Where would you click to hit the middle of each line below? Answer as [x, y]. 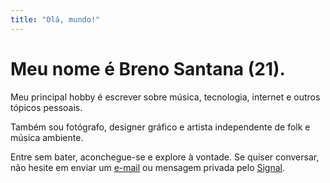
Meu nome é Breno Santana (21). [148, 68]
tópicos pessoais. [46, 107]
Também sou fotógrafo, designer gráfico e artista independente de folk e [160, 127]
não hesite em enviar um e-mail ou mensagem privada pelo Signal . [147, 167]
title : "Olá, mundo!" [55, 19]
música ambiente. [47, 137]
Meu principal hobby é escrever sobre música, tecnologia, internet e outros [165, 97]
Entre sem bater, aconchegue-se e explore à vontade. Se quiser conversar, [165, 157]
